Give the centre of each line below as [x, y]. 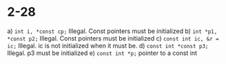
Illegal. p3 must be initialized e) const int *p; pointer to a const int [102, 53]
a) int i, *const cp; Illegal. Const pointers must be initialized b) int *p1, [112, 31]
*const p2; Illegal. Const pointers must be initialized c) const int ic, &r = [113, 38]
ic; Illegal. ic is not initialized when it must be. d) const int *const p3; [108, 45]
